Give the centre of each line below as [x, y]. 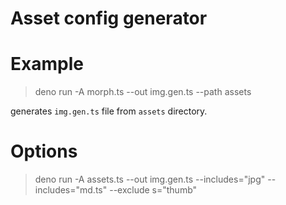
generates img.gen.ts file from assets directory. [109, 111]
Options [44, 151]
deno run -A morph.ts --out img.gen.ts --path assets [143, 92]
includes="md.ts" [71, 190]
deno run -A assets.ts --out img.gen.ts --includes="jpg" [150, 179]
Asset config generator [109, 18]
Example [47, 64]
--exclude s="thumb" [153, 190]
